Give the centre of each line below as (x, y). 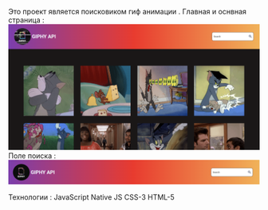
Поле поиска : (32, 156)
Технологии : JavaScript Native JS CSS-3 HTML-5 (92, 197)
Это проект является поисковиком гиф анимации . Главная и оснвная (128, 12)
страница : (27, 20)
